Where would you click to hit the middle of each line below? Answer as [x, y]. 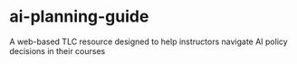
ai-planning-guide [79, 17]
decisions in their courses [57, 50]
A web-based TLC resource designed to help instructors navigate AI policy [148, 41]
